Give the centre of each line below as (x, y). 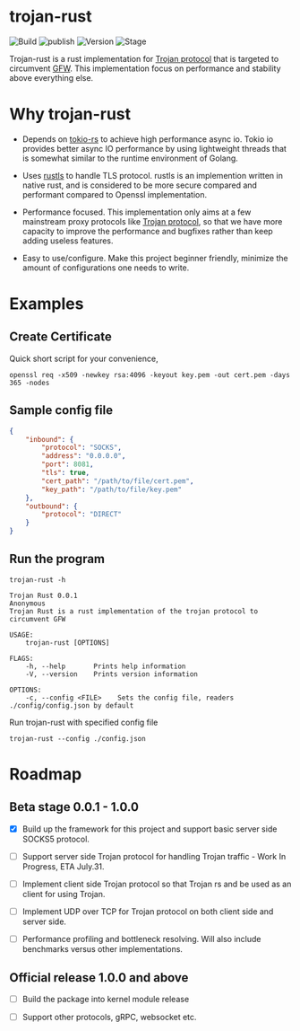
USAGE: (21, 635)
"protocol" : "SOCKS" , (82, 448)
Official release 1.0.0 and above (99, 978)
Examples (47, 304)
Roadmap (46, 775)
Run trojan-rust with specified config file (84, 722)
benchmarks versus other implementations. (103, 949)
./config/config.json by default (72, 705)
